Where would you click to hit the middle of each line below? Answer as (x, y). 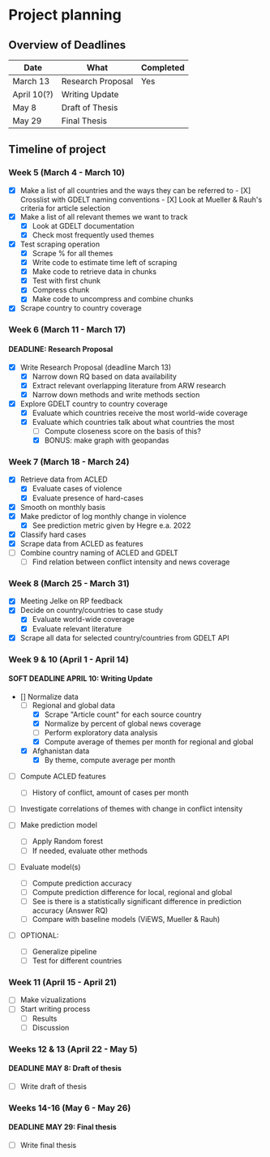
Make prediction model (58, 825)
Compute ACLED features (63, 777)
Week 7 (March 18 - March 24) (69, 462)
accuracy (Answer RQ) (70, 911)
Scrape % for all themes (73, 253)
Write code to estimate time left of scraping (105, 263)
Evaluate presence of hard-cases (88, 498)
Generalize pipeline (64, 951)
